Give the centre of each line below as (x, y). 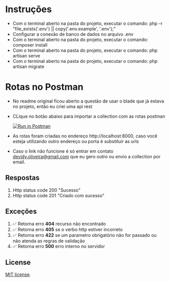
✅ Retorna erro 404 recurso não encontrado (59, 224)
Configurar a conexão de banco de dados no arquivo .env (73, 34)
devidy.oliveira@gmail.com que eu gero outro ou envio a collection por (87, 156)
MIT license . (18, 274)
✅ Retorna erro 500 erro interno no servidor (59, 246)
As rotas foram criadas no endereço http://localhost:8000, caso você (85, 136)
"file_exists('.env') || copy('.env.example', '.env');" (64, 28)
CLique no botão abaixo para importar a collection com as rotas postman (89, 116)
